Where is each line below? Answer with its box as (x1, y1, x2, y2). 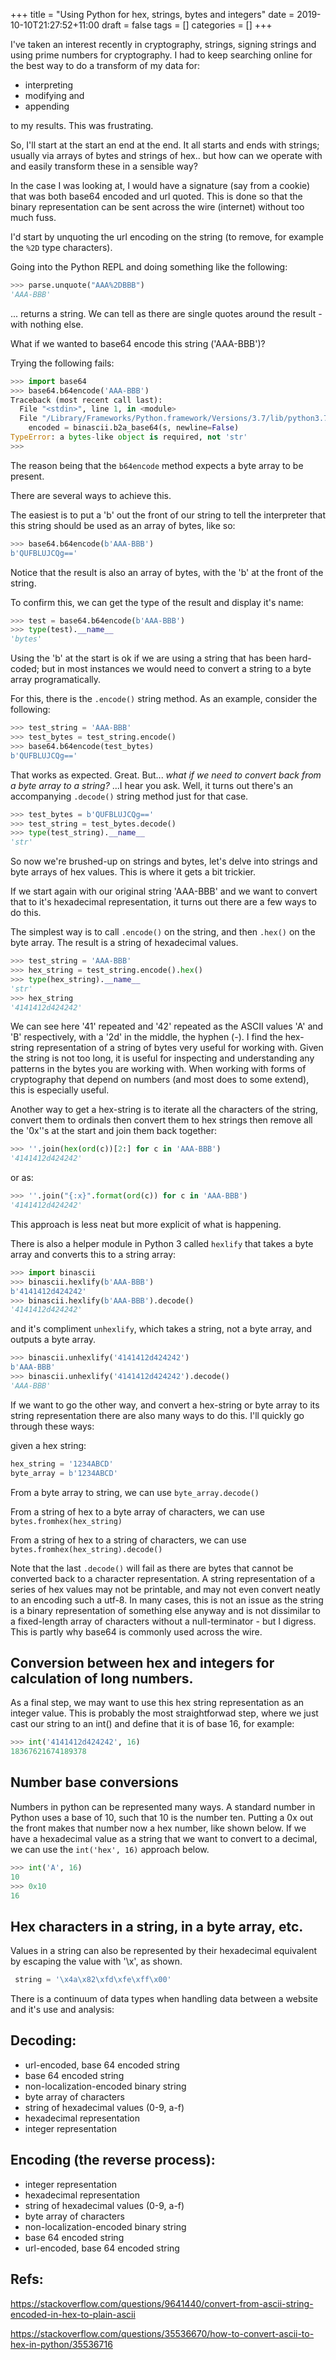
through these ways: (10, 1420, 95, 1432)
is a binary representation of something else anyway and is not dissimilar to (10, 1604, 321, 1616)
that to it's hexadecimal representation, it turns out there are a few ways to (10, 896, 317, 908)
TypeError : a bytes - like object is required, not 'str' (10, 432, 248, 442)
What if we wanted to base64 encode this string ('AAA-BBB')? (10, 337, 266, 349)
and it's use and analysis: (10, 2004, 115, 2016)
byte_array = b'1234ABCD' (10, 1468, 118, 1478)
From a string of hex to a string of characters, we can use (10, 1534, 247, 1546)
